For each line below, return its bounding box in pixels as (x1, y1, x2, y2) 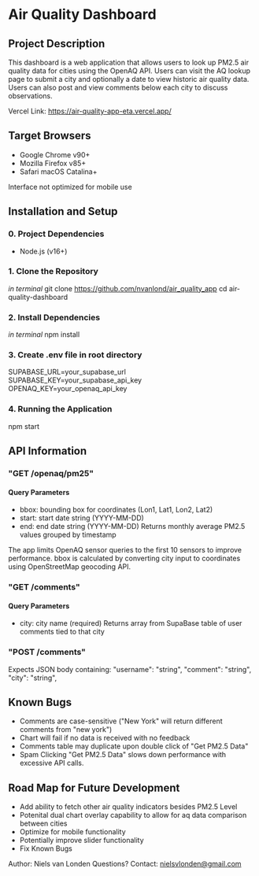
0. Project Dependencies (8, 228, 105, 239)
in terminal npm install (8, 330, 80, 339)
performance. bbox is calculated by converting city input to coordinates (8, 553, 241, 564)
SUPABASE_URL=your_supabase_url (8, 368, 126, 377)
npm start (8, 421, 40, 431)
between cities (19, 819, 68, 828)
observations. (8, 91, 53, 100)
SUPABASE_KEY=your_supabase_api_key (8, 375, 142, 385)
